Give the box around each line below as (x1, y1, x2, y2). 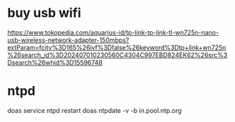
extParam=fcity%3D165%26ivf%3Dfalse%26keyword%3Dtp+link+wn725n (7, 43, 227, 51)
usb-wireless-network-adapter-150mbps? (7, 35, 130, 44)
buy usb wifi (7, 5, 81, 21)
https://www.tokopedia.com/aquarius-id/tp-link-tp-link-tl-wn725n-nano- (7, 28, 219, 37)
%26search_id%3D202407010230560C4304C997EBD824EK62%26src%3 (7, 51, 228, 59)
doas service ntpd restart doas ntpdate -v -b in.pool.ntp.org (7, 106, 182, 114)
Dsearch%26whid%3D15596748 (7, 58, 103, 66)
